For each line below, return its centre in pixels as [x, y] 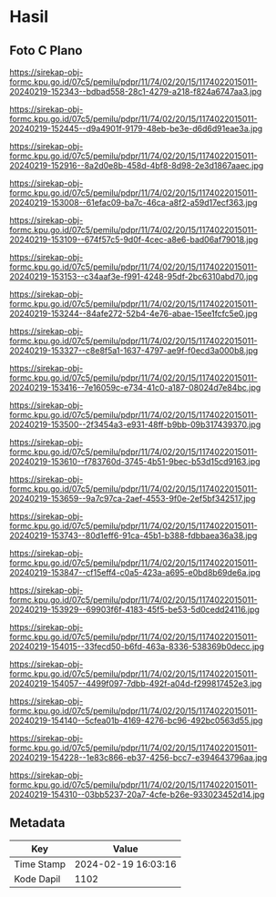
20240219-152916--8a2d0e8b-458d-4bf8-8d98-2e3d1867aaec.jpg [137, 165]
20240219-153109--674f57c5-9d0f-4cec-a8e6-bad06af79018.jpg [134, 240]
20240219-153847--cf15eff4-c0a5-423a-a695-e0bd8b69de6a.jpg [135, 572]
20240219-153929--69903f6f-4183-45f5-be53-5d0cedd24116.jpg [134, 609]
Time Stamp [40, 864]
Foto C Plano [46, 51]
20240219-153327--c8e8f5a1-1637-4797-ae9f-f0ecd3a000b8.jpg [134, 351]
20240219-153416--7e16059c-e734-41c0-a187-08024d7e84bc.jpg [135, 387]
